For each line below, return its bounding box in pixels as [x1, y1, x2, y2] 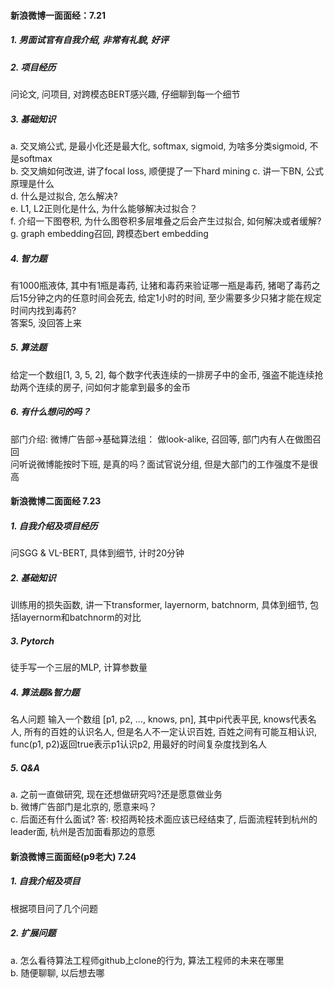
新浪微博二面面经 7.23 [10, 495, 102, 507]
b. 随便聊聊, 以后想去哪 [10, 966, 105, 979]
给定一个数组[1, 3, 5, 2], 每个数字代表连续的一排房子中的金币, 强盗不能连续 [10, 368, 315, 380]
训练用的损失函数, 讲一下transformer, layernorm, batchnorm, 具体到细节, [10, 599, 308, 611]
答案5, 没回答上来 [10, 316, 82, 329]
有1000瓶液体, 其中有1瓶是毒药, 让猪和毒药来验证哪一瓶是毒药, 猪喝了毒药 [10, 279, 312, 291]
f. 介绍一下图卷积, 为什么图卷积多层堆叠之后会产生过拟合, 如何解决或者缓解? [10, 215, 322, 227]
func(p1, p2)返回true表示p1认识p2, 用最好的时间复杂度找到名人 [10, 738, 267, 750]
